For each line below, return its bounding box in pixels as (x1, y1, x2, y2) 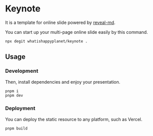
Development (5, 68, 39, 75)
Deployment (5, 105, 36, 112)
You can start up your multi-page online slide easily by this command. (5, 29, 148, 35)
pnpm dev (5, 93, 23, 98)
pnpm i (5, 88, 19, 94)
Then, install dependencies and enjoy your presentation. (5, 79, 121, 85)
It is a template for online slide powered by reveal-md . (5, 19, 116, 25)
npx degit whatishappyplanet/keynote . (5, 38, 88, 44)
